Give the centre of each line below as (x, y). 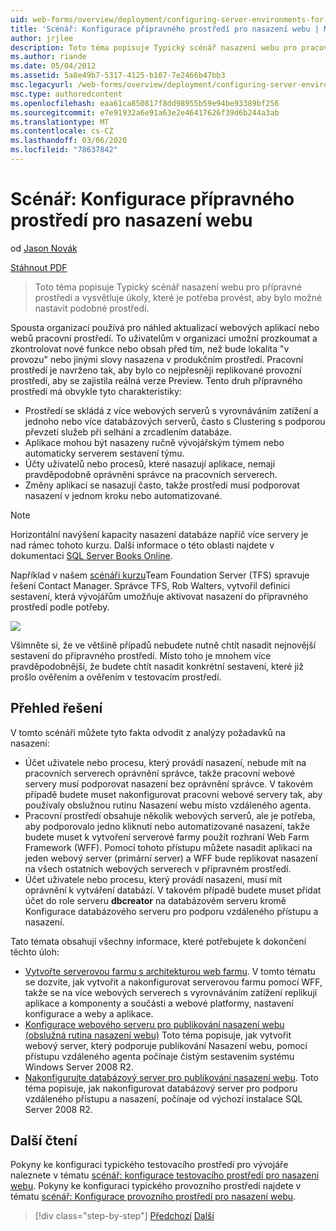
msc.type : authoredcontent (66, 94)
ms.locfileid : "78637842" (64, 150)
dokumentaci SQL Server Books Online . (91, 555)
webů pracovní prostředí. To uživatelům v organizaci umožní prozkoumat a (164, 338)
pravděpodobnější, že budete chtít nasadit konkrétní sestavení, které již (157, 666)
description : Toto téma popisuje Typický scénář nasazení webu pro (154, 47)
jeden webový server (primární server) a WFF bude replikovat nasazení (171, 858)
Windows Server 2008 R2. (79, 1067)
